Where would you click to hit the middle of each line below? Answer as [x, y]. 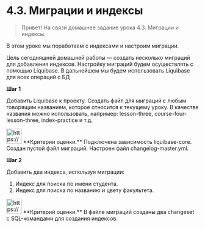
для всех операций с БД [38, 77]
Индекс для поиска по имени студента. [67, 183]
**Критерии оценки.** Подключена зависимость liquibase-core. [107, 141]
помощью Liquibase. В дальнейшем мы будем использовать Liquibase [98, 70]
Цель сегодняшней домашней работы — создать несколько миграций [98, 57]
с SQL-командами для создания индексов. [62, 218]
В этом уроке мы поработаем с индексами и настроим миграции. [93, 46]
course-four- [171, 113]
